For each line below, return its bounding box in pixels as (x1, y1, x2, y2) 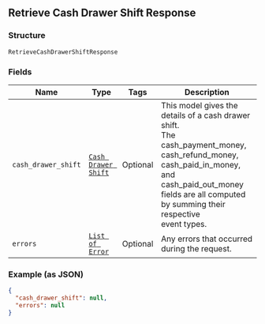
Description (184, 86, 230, 97)
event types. (161, 218, 207, 229)
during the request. (161, 243, 232, 254)
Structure (8, 30, 46, 41)
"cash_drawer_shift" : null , (15, 294, 108, 303)
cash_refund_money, (161, 149, 239, 160)
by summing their (161, 198, 226, 209)
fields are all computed (161, 189, 246, 200)
